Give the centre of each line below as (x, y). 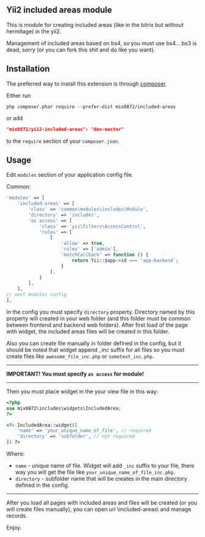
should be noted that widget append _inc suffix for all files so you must (95, 350)
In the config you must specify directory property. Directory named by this (101, 312)
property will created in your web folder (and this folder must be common (99, 318)
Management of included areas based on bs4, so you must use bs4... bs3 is (102, 43)
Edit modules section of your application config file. (70, 175)
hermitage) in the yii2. (34, 31)
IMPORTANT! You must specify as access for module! (75, 374)
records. (17, 516)
